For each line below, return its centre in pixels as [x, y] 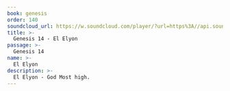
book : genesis [27, 13]
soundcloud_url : [30, 26]
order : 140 [23, 20]
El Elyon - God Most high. [52, 77]
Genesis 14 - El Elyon [46, 39]
